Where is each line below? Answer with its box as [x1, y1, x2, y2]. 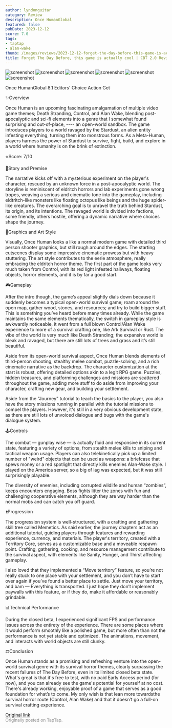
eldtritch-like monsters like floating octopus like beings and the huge [5, 197, 150, 203]
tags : [5, 36, 17, 42]
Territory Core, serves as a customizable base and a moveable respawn [5, 540, 157, 547]
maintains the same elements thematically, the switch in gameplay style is [5, 315, 161, 322]
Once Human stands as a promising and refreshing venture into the [5, 658, 147, 664]
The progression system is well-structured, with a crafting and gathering [5, 519, 158, 525]
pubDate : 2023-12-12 [5, 27, 50, 32]
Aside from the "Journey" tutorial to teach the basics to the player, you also [5, 396, 164, 402]
